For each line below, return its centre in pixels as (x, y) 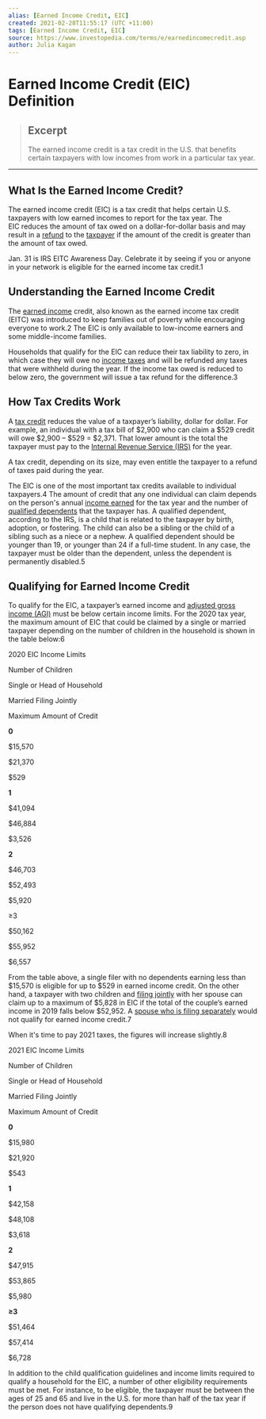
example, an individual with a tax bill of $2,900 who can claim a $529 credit (131, 429)
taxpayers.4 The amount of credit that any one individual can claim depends (133, 494)
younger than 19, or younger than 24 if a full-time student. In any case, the (129, 544)
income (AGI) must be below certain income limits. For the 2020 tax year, (127, 614)
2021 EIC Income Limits (46, 1050)
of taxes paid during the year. (56, 470)
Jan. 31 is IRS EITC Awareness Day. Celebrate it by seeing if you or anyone (129, 258)
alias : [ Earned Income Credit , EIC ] (68, 15)
